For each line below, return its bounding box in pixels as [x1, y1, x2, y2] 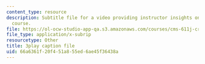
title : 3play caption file [6, 43, 75, 49]
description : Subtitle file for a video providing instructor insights [6, 15, 192, 21]
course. [12, 20, 32, 26]
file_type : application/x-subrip [6, 32, 92, 38]
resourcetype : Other [6, 37, 59, 43]
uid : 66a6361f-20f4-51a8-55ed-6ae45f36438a [6, 49, 119, 55]
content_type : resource [6, 9, 67, 15]
